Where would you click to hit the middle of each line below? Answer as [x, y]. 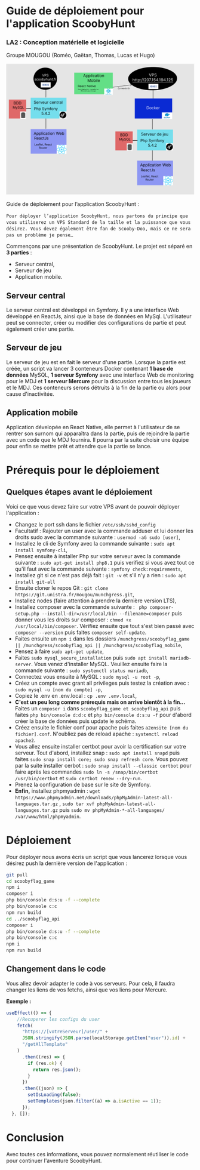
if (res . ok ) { [45, 1063]
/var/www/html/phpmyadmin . [48, 816]
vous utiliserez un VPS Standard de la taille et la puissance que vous [99, 223]
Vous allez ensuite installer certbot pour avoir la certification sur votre [100, 746]
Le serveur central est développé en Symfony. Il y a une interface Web [93, 310]
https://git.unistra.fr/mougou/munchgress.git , [74, 594]
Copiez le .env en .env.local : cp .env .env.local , [76, 695]
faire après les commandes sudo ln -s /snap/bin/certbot [86, 772]
